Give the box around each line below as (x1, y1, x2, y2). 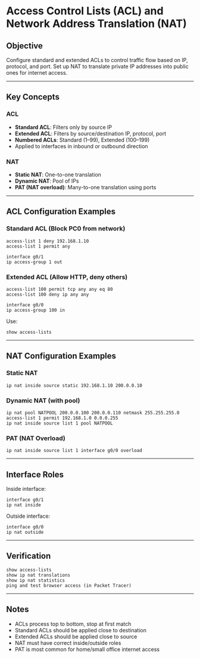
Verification (6, 551, 51, 561)
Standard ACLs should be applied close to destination (14, 626, 147, 634)
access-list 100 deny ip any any (6, 291, 89, 297)
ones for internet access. (6, 69, 68, 76)
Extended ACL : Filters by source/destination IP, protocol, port (14, 130, 167, 137)
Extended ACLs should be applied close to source (14, 633, 137, 640)
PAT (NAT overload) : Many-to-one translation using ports (14, 183, 157, 190)
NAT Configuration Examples (6, 351, 117, 361)
